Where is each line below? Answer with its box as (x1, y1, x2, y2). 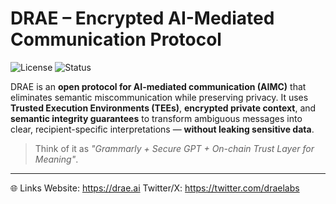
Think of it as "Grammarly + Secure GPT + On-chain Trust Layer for (34, 142, 315, 154)
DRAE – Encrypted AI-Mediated (10, 7, 275, 30)
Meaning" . (34, 153, 79, 165)
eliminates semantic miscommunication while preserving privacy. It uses (10, 91, 309, 103)
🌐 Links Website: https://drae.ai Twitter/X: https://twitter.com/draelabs (10, 182, 300, 194)
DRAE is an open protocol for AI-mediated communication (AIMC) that (10, 80, 307, 92)
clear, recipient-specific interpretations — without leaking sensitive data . (10, 123, 315, 135)
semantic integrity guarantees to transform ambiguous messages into (10, 112, 303, 124)
